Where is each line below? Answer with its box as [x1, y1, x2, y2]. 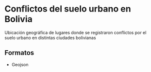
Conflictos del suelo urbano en [4, 3, 132, 14]
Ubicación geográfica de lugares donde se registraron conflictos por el [4, 29, 147, 35]
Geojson [11, 61, 29, 67]
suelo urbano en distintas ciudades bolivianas [4, 35, 96, 41]
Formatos [4, 49, 34, 57]
